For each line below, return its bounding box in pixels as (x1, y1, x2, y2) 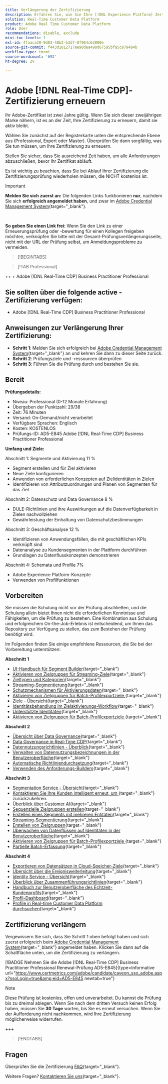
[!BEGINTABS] (17, 254, 47, 260)
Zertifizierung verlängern (5, 920, 86, 929)
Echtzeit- (93, 885, 112, 891)
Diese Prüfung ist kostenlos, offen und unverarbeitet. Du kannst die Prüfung (5, 995, 161, 1001)
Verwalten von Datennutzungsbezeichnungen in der (12, 749, 120, 755)
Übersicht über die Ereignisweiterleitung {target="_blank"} (12, 869, 131, 875)
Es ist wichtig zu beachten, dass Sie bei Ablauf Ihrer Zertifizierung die (5, 168, 149, 174)
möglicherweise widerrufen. (5, 1016, 63, 1022)
